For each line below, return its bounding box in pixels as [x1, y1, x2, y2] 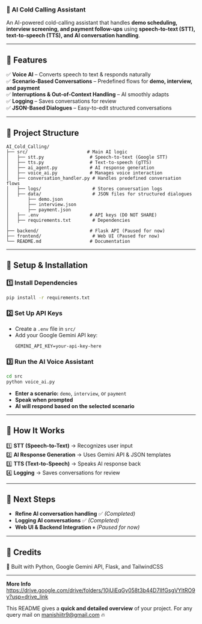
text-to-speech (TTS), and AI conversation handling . [6, 32, 140, 39]
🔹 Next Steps [6, 494, 56, 504]
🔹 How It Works [6, 426, 65, 436]
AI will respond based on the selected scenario [14, 402, 135, 409]
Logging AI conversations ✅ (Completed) [14, 517, 119, 524]
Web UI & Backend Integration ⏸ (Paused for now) [14, 524, 140, 531]
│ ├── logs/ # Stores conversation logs [6, 186, 163, 192]
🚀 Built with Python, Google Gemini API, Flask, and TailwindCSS [6, 563, 164, 570]
